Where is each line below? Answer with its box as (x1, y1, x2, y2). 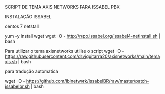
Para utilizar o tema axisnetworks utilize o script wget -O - (5, 48, 124, 54)
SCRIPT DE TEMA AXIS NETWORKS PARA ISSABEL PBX (5, 4, 120, 10)
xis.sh (5, 59, 17, 64)
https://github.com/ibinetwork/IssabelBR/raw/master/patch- (26, 78, 149, 84)
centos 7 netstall (5, 23, 39, 29)
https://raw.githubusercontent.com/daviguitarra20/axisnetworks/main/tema (5, 53, 160, 59)
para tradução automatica (5, 68, 58, 74)
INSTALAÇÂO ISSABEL (5, 14, 52, 19)
